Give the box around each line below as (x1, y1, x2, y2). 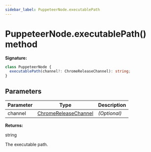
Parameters (5, 87, 42, 96)
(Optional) (98, 110, 122, 117)
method (5, 39, 38, 50)
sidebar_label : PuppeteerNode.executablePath (5, 7, 100, 12)
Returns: (5, 123, 24, 128)
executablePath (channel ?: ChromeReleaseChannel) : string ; (9, 69, 131, 74)
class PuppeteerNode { (5, 64, 52, 69)
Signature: (5, 55, 27, 61)
